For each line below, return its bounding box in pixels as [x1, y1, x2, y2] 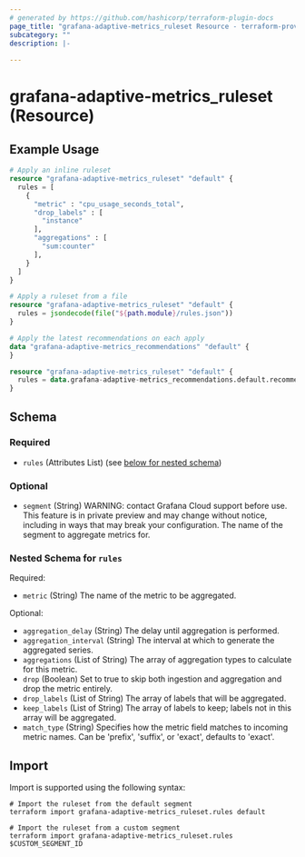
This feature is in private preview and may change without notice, [22, 510, 268, 521]
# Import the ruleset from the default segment [9, 800, 193, 809]
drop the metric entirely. [22, 683, 113, 694]
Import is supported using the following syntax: [9, 782, 186, 793]
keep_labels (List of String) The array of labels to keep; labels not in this [22, 703, 292, 713]
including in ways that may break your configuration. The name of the [22, 520, 283, 531]
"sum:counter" [42, 242, 95, 251]
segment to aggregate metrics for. [22, 529, 151, 541]
